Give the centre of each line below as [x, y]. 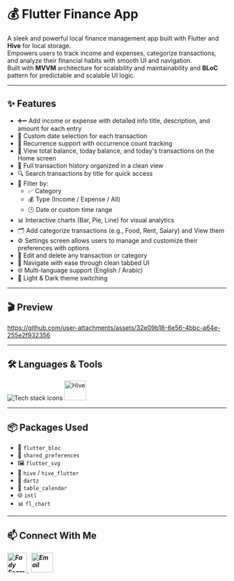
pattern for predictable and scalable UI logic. [71, 75]
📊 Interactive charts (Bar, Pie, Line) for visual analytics [96, 220]
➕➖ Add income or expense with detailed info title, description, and [114, 121]
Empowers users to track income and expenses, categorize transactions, [112, 53]
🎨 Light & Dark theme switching [62, 278]
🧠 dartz [28, 481]
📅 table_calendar [42, 488]
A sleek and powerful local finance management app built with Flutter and [113, 38]
